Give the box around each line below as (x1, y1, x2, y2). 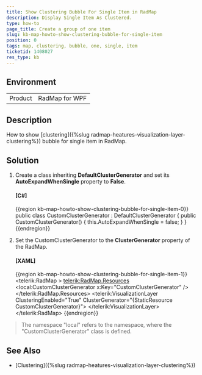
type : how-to (6, 20, 40, 26)
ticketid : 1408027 (6, 49, 53, 55)
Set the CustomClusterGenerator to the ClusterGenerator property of (15, 237, 190, 244)
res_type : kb (6, 54, 40, 60)
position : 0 (6, 37, 37, 43)
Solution (6, 155, 39, 165)
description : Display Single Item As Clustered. (6, 15, 132, 21)
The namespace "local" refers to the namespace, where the (21, 321, 172, 329)
